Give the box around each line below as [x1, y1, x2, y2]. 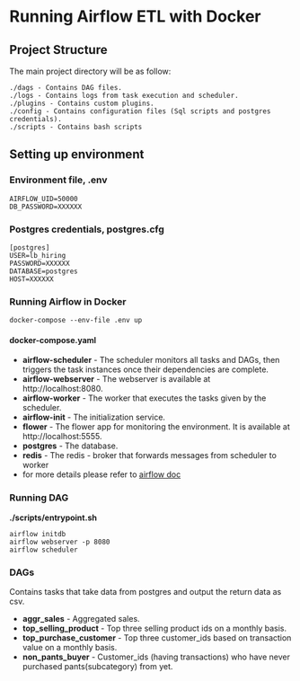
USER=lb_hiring [9, 251, 66, 260]
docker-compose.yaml [9, 334, 97, 345]
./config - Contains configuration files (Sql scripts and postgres [9, 107, 271, 116]
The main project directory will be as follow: [9, 66, 172, 76]
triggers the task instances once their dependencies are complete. [22, 364, 269, 375]
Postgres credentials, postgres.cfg [9, 223, 164, 235]
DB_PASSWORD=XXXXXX [9, 202, 83, 211]
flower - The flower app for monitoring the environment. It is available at [22, 421, 290, 432]
